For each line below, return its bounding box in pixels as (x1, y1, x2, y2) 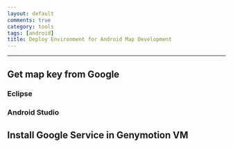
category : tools (7, 23, 54, 30)
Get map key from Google (7, 68, 120, 80)
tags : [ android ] (7, 29, 54, 37)
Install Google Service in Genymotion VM (7, 129, 189, 141)
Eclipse (7, 89, 33, 99)
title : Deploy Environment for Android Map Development (7, 36, 172, 43)
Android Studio (7, 108, 60, 117)
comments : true (7, 17, 51, 24)
